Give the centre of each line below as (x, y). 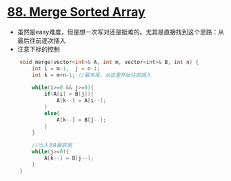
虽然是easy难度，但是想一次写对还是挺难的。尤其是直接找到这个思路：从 (121, 32)
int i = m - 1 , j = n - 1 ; (66, 68)
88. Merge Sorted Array (77, 12)
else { (52, 113)
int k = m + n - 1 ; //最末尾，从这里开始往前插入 (92, 75)
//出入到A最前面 (52, 145)
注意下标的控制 (38, 49)
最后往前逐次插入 (41, 40)
